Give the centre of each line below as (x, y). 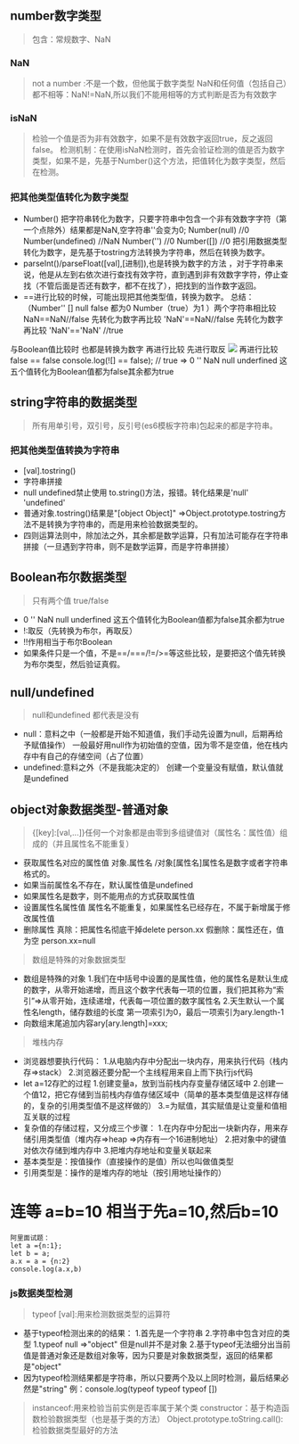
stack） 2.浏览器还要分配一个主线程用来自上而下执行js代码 (146, 1072)
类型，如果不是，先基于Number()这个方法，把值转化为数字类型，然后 (159, 161)
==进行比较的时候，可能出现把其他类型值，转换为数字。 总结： (138, 296)
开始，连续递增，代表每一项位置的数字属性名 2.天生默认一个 (167, 1001)
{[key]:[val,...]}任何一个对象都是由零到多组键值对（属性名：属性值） (156, 833)
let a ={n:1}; (36, 1246)
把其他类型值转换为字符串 (65, 450)
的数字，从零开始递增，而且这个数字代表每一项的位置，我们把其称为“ (149, 990)
